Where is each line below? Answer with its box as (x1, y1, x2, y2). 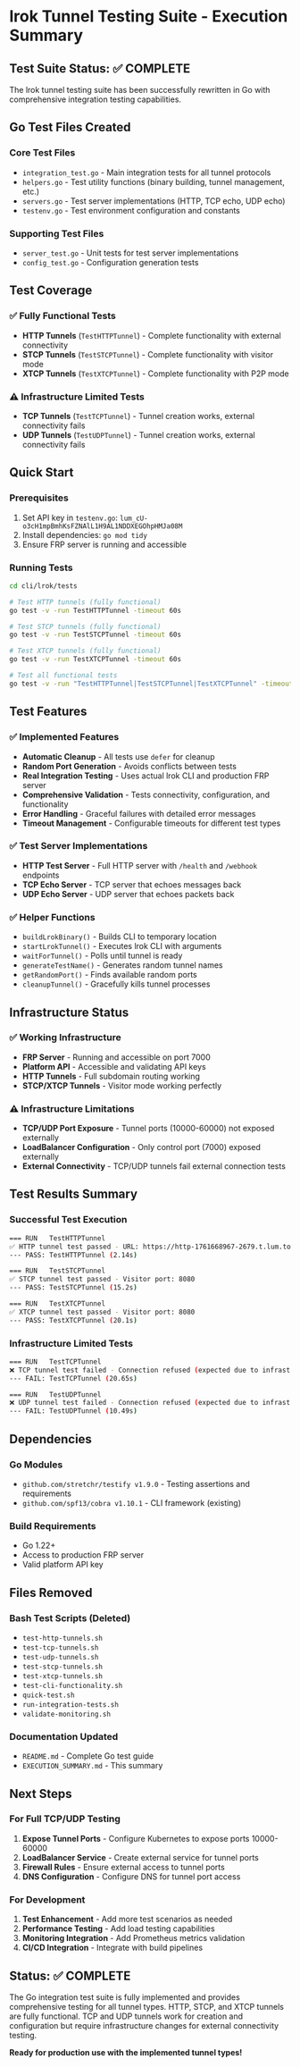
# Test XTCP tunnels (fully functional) (9, 646, 162, 656)
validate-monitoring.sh (21, 1710, 112, 1718)
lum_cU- (120, 514, 149, 523)
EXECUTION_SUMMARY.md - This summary (21, 1760, 163, 1771)
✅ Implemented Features (9, 731, 120, 744)
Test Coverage (9, 283, 93, 298)
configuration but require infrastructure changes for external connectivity (9, 2020, 279, 2030)
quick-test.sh (21, 1691, 75, 1700)
